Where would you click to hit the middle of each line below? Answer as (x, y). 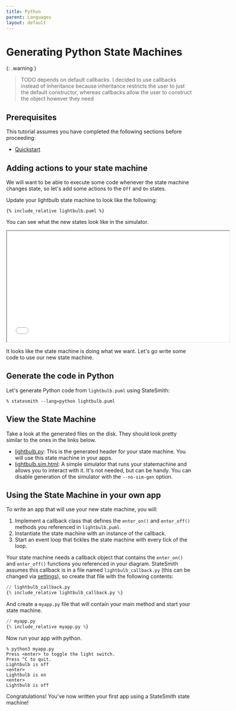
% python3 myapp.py (30, 649)
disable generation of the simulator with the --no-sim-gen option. (94, 476)
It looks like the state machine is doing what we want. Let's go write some (96, 351)
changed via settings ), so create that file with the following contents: (90, 577)
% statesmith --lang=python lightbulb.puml (61, 401)
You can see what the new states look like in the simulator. (77, 222)
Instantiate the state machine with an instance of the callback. (90, 533)
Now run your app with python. (44, 638)
